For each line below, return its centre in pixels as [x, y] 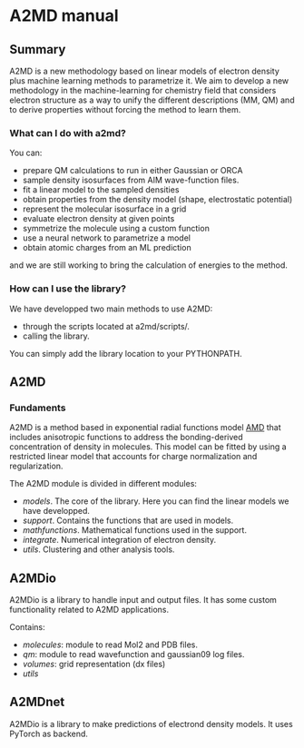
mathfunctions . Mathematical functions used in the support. [135, 530]
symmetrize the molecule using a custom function [116, 229]
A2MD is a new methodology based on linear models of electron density [144, 71]
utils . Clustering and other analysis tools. [98, 549]
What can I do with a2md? [68, 133]
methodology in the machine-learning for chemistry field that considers [143, 90]
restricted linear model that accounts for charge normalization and [133, 457]
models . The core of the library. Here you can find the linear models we [156, 501]
